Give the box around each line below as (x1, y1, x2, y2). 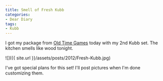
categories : (5, 12, 30, 17)
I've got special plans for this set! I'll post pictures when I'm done (5, 65, 140, 71)
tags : (5, 21, 17, 27)
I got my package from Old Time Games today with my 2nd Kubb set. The (5, 40, 158, 46)
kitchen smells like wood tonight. (5, 45, 73, 51)
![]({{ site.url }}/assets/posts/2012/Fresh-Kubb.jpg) (5, 55, 111, 61)
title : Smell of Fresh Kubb (5, 7, 65, 13)
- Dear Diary (5, 17, 33, 22)
